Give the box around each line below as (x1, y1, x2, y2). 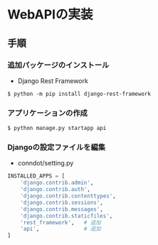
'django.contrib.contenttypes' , (20, 192, 116, 200)
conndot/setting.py (17, 159, 74, 168)
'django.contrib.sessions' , (20, 199, 103, 206)
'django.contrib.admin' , (20, 179, 94, 187)
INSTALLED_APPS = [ (7, 173, 65, 180)
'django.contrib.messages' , (20, 205, 103, 213)
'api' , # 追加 (20, 225, 101, 233)
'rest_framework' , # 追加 (20, 219, 101, 226)
